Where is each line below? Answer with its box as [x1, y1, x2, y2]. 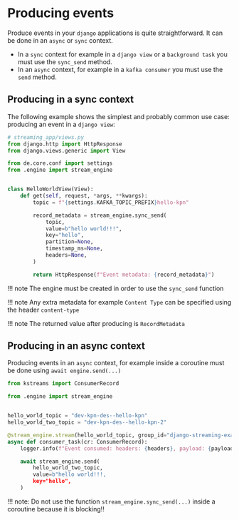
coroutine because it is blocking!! [7, 504, 105, 513]
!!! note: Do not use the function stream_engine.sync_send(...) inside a [7, 497, 216, 506]
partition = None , [45, 238, 94, 245]
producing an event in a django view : [7, 120, 115, 128]
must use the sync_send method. [17, 57, 112, 66]
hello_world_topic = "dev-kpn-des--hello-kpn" [7, 412, 148, 419]
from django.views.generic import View [7, 147, 126, 154]
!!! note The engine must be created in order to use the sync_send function [7, 284, 224, 292]
